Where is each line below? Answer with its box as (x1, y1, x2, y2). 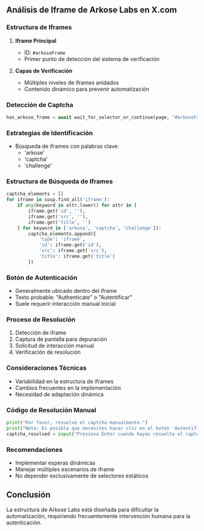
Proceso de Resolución (6, 315, 76, 324)
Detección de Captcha (6, 100, 73, 109)
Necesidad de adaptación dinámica (15, 390, 104, 398)
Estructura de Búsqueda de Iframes (6, 177, 114, 186)
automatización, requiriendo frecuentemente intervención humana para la (6, 512, 191, 519)
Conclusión (6, 490, 51, 500)
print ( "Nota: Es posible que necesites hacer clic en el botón (6, 425, 170, 431)
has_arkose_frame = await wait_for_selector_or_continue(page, (6, 114, 170, 121)
